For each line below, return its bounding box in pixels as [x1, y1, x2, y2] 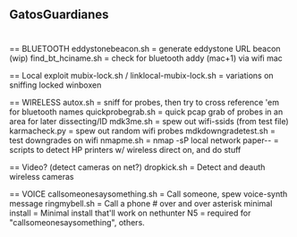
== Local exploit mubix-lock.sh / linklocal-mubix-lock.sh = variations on [9, 70, 275, 80]
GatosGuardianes [9, 7, 109, 22]
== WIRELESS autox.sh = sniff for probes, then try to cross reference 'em [9, 97, 280, 107]
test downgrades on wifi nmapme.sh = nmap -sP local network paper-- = [9, 134, 279, 146]
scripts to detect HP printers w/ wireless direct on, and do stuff [9, 144, 242, 155]
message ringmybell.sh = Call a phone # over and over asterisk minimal [9, 198, 273, 208]
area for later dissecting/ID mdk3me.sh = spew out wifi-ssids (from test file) [9, 115, 289, 126]
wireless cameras [9, 171, 74, 182]
